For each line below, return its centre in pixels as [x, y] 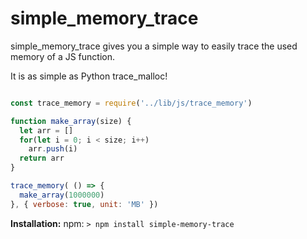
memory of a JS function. [63, 56]
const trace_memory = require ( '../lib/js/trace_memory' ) [131, 103]
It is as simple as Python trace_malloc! [89, 76]
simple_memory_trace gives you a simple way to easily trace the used [154, 46]
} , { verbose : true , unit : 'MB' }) [84, 204]
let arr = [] [46, 130]
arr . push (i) [53, 149]
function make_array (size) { [71, 121]
